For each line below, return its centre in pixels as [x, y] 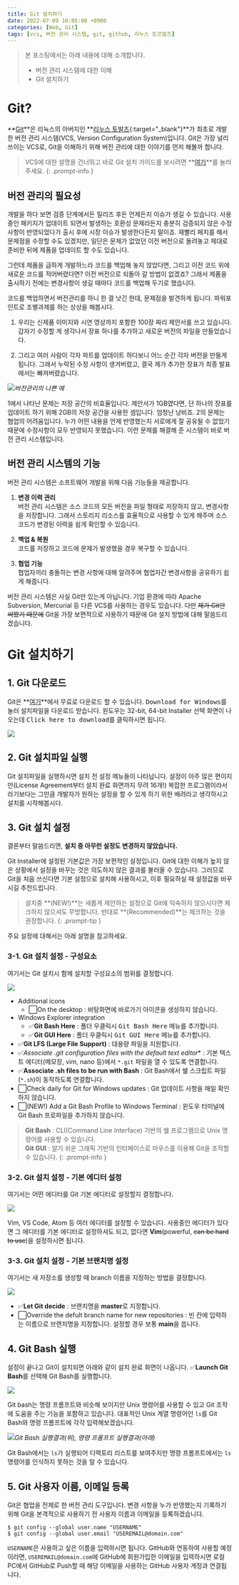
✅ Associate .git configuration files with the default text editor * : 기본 [118, 1053]
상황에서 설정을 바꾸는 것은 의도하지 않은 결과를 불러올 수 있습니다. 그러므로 [119, 870]
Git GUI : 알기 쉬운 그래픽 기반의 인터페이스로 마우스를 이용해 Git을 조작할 [127, 1148]
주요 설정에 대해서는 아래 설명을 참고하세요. [67, 936]
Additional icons [41, 1001]
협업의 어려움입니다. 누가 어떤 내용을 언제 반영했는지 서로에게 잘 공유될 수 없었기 [119, 421]
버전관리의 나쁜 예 [39, 388]
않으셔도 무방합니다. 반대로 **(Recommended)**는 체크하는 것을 [135, 912]
